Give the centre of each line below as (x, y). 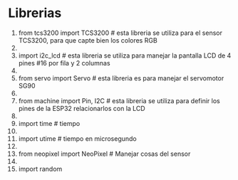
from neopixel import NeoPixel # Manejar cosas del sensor (104, 154)
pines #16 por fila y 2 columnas (64, 63)
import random (40, 169)
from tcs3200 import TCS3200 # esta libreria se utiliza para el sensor (120, 33)
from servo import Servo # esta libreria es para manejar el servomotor (121, 78)
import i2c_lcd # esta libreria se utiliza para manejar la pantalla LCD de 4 (125, 55)
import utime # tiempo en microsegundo (78, 138)
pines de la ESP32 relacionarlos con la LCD (82, 108)
